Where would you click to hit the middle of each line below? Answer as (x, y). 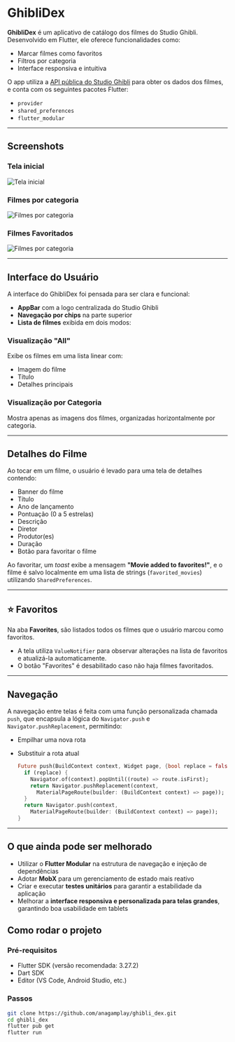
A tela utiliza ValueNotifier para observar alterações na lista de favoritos (122, 651)
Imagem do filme (42, 370)
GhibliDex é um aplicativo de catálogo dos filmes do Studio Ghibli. (102, 32)
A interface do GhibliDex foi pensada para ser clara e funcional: (99, 294)
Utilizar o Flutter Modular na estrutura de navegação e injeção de (112, 863)
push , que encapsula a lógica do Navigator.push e (79, 719)
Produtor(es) (36, 536)
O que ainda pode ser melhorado (80, 847)
